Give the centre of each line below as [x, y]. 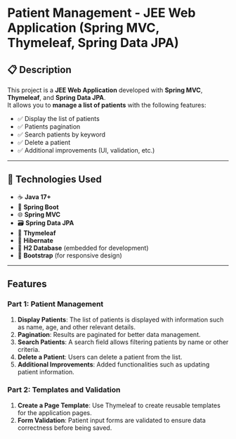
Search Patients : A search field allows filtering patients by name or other [123, 342]
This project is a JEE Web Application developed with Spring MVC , [105, 90]
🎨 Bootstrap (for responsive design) [70, 255]
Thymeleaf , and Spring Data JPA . [57, 97]
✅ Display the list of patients [58, 119]
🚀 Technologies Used [54, 180]
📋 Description [39, 69]
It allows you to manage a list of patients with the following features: [107, 105]
